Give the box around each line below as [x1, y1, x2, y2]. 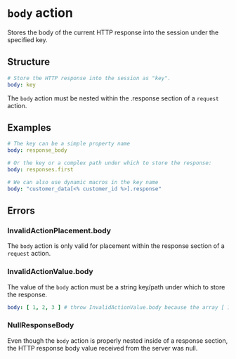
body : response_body [7, 147, 68, 154]
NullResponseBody [7, 320, 74, 330]
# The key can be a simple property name [7, 141, 131, 148]
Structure [7, 56, 51, 68]
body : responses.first [7, 166, 74, 173]
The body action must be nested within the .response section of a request [7, 93, 219, 103]
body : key [7, 81, 37, 89]
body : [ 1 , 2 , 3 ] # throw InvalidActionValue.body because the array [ [7, 303, 225, 311]
